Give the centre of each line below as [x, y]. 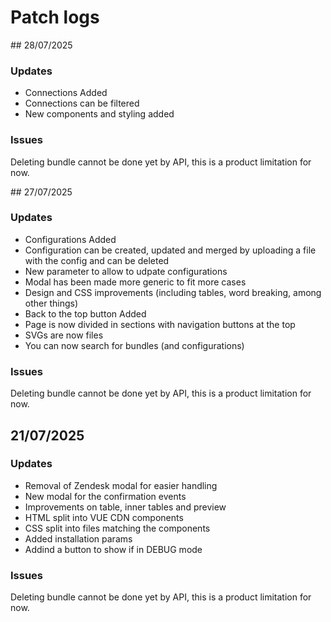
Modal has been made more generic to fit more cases [135, 282]
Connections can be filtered [82, 103]
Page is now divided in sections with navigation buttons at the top [160, 324]
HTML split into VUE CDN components [104, 517]
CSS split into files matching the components [117, 528]
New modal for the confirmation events [105, 496]
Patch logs [55, 17]
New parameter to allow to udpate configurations [126, 271]
